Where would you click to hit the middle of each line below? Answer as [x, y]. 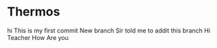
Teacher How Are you [38, 37]
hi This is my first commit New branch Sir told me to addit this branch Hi [109, 30]
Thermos [34, 12]
